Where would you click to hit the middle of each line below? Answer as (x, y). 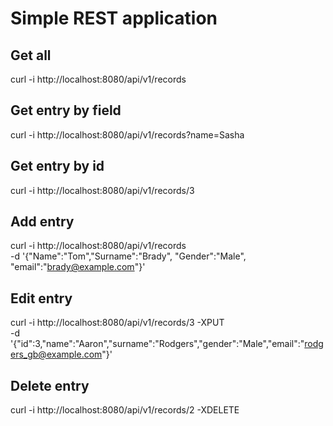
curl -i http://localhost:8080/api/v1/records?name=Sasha (127, 134)
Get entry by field (66, 110)
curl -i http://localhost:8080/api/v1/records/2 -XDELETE (125, 410)
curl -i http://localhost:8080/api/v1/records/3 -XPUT (117, 323)
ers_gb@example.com (56, 354)
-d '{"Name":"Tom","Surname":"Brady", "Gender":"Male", (128, 256)
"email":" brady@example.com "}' (78, 267)
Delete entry (50, 385)
